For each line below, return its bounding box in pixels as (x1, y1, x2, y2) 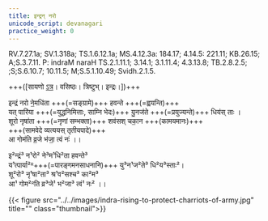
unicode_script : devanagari (8, 19, 104, 28)
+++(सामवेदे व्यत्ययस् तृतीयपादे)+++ (8, 125, 106, 135)
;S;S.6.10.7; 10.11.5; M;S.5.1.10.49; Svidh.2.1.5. (8, 66, 156, 76)
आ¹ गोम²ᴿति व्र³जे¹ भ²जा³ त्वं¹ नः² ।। (8, 179, 107, 189)
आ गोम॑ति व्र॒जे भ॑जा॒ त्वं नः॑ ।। (8, 134, 82, 144)
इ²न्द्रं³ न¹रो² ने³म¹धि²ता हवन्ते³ (8, 151, 88, 160)
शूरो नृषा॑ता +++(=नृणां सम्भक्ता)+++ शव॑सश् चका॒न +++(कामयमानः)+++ (8, 117, 204, 126)
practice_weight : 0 (8, 27, 74, 35)
